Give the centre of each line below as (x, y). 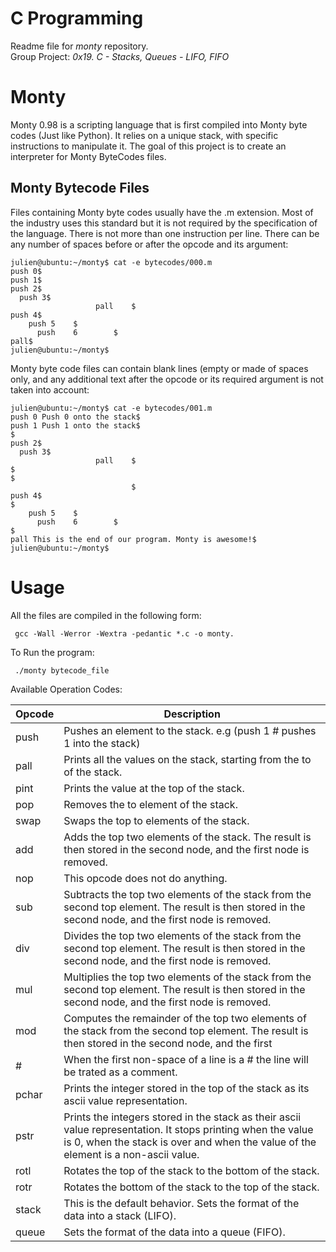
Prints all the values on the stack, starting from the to (187, 759)
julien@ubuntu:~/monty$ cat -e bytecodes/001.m (111, 408)
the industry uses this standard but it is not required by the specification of (164, 223)
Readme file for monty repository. (79, 46)
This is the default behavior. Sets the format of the (181, 1203)
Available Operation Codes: (66, 689)
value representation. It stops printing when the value (188, 1129)
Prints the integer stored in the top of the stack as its (186, 1088)
